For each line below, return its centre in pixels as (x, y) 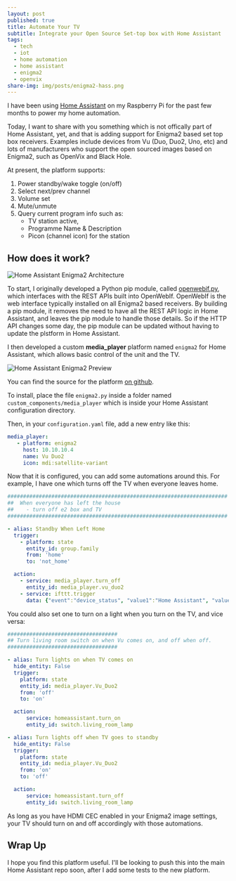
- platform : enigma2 (47, 443)
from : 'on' (36, 770)
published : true (31, 20)
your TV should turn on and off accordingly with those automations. (105, 823)
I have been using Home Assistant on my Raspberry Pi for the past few (110, 105)
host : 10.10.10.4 (48, 450)
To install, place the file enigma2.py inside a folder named (90, 396)
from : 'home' (45, 555)
